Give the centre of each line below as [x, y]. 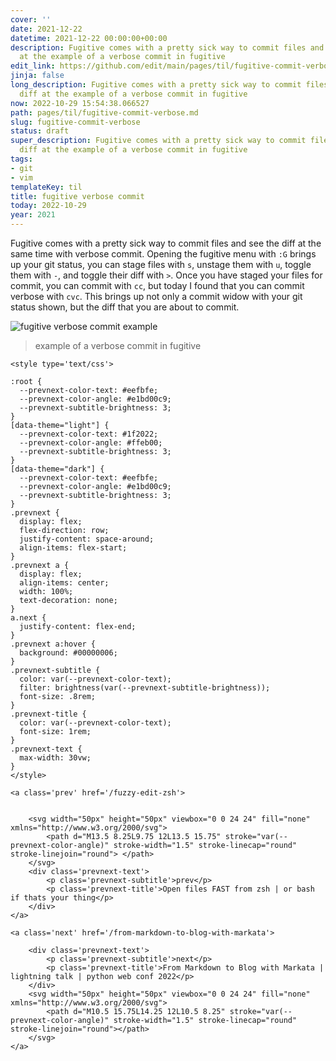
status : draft [40, 131]
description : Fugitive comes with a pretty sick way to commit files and [167, 47]
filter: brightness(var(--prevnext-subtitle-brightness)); [145, 688]
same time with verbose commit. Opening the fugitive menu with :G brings [163, 254]
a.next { [28, 618]
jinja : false [37, 76]
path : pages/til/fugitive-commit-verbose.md [104, 112]
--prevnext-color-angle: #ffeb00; [91, 443]
